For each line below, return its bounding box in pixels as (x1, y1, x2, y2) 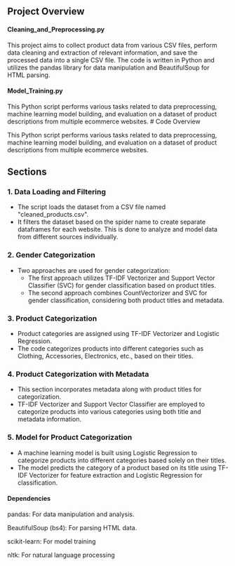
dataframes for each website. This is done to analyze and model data (17, 225, 217, 234)
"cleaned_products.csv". (17, 210, 89, 219)
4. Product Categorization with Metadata (7, 370, 149, 379)
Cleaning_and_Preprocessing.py (7, 25, 105, 34)
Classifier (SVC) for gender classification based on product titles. (27, 281, 216, 290)
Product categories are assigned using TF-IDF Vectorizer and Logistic (17, 330, 220, 338)
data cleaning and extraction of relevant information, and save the (7, 48, 198, 57)
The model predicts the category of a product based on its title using (17, 463, 217, 472)
